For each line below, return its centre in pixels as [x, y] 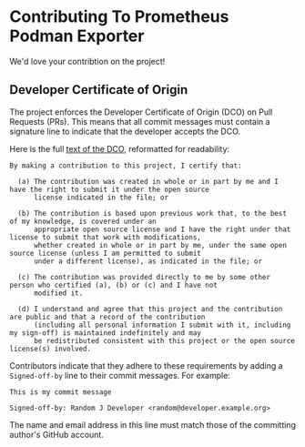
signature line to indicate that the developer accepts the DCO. [125, 131]
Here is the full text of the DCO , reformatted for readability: [120, 148]
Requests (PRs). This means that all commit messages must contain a [140, 121]
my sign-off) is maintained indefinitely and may [106, 333]
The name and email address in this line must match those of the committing [152, 424]
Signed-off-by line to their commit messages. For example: [120, 375]
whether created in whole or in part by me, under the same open [160, 245]
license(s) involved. [51, 349]
